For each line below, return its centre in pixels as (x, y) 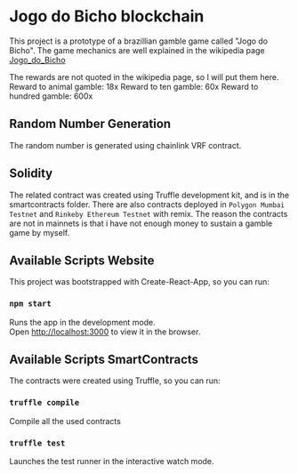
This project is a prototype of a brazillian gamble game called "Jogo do (139, 41)
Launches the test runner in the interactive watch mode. (112, 462)
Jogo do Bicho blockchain (107, 16)
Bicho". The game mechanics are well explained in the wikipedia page (137, 50)
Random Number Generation (90, 124)
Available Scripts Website (82, 260)
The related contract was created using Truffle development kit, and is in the (149, 195)
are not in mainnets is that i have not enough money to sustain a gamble (141, 223)
